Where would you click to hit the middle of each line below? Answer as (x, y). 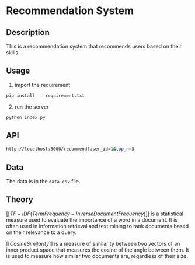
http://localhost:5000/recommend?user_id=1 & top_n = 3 (70, 149)
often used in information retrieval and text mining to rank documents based (97, 226)
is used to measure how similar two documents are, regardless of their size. (97, 256)
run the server (32, 107)
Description (28, 32)
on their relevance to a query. (41, 232)
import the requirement (42, 85)
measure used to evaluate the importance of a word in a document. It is (92, 219)
